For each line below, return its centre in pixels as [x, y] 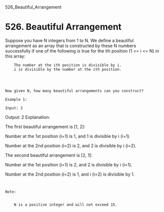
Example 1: [16, 99]
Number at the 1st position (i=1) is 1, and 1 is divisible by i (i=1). [68, 136]
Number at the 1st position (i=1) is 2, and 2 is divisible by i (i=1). [69, 164]
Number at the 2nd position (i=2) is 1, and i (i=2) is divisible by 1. [70, 174]
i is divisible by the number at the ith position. [68, 69]
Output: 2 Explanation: [28, 117]
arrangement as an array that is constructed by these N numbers [71, 46]
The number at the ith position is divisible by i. [68, 65]
